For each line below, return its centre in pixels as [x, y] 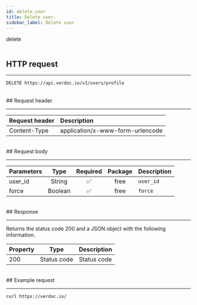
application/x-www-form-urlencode [111, 131]
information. [21, 235]
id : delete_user [26, 11]
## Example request [30, 280]
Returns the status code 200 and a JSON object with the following [86, 229]
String [59, 181]
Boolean [59, 191]
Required [89, 171]
